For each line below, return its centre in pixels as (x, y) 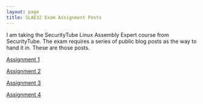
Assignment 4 (24, 94)
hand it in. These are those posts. (48, 47)
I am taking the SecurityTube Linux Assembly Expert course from (88, 34)
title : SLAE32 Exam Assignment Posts (54, 18)
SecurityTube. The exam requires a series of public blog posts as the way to (101, 41)
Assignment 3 (24, 83)
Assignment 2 (24, 71)
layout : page (23, 12)
